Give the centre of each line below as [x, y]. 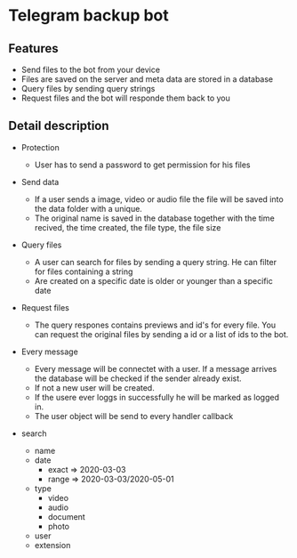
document [66, 516]
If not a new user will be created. [94, 387]
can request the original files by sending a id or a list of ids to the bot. [161, 334]
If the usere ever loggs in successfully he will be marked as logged [157, 397]
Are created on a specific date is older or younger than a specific [153, 280]
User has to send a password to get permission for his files [142, 165]
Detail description [59, 126]
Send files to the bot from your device [91, 69]
